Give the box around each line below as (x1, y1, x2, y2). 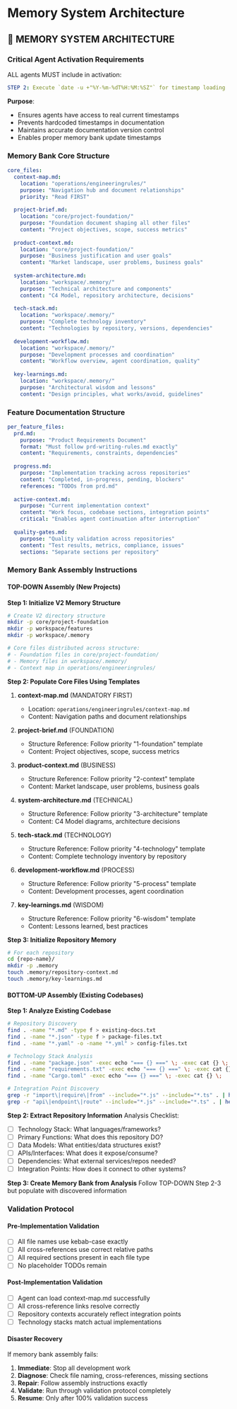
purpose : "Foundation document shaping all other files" (20, 219, 191, 227)
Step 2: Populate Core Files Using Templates (7, 677, 140, 686)
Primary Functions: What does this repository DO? (17, 1132, 164, 1141)
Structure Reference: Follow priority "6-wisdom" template (28, 914, 196, 923)
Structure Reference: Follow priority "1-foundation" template (28, 740, 203, 748)
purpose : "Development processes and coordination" (20, 351, 175, 358)
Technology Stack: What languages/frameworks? (17, 1125, 161, 1133)
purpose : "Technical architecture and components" (20, 285, 172, 292)
